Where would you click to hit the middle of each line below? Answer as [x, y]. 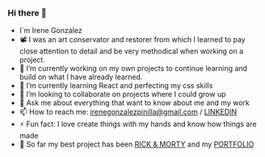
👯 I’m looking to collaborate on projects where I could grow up [122, 94]
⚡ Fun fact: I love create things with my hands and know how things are [138, 124]
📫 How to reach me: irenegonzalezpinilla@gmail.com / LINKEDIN [128, 112]
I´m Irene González [50, 31]
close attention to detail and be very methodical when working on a [131, 51]
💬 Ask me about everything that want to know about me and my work [134, 103]
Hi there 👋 [27, 13]
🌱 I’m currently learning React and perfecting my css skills [116, 86]
